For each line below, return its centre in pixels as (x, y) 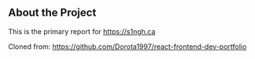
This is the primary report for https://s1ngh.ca (82, 31)
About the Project (52, 13)
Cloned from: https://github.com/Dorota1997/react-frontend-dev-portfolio (128, 47)
